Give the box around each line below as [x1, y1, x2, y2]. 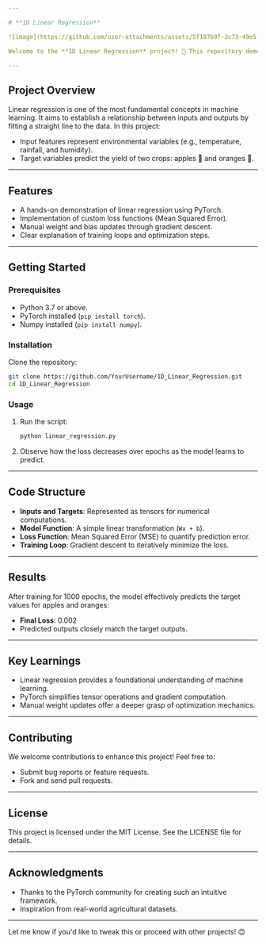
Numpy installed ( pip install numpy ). [19, 319, 142, 329]
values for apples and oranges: [8, 600, 109, 609]
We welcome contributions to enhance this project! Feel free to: [8, 752, 215, 762]
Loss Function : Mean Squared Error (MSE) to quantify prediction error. [19, 531, 251, 541]
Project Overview [8, 83, 96, 97]
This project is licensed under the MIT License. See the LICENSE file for [8, 827, 242, 837]
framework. [19, 896, 58, 905]
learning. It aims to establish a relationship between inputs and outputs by [8, 113, 249, 123]
